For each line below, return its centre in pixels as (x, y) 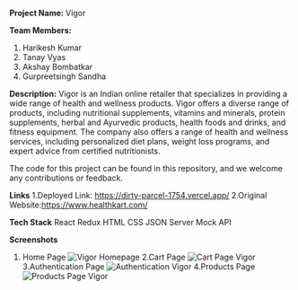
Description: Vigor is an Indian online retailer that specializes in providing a (149, 94)
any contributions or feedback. (66, 178)
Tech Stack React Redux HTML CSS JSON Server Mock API (120, 222)
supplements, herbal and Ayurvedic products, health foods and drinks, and (148, 122)
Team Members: (40, 30)
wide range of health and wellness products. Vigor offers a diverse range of (149, 103)
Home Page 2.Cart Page (104, 257)
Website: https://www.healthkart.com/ (79, 205)
